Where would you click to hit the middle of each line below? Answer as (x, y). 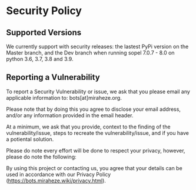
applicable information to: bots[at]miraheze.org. (64, 97)
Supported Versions (44, 33)
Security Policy (44, 11)
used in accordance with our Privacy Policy (59, 174)
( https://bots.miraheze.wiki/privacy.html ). (56, 181)
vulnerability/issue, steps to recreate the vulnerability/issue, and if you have (98, 133)
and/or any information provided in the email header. (70, 115)
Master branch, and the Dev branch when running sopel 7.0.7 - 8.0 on (90, 53)
